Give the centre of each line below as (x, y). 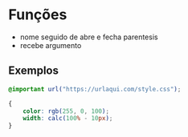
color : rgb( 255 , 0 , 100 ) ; (66, 111)
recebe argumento (51, 45)
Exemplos (33, 71)
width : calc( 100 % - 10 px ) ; (68, 119)
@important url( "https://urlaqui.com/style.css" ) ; (95, 89)
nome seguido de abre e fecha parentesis (89, 37)
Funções (38, 15)
